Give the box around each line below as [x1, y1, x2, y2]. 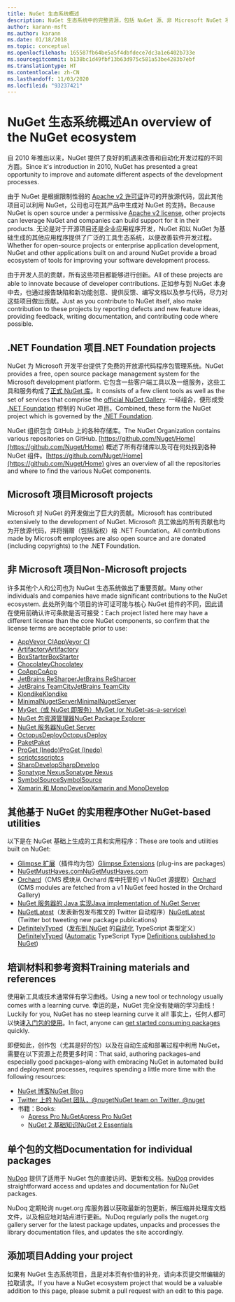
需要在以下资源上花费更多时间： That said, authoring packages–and [7, 1050, 201, 1058]
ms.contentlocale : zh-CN [7, 69, 80, 76]
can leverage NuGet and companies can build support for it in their [7, 217, 200, 225]
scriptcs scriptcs [17, 753, 64, 761]
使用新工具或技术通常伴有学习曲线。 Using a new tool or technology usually [7, 992, 224, 1001]
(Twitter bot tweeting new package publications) [17, 916, 157, 924]
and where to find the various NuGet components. [7, 467, 152, 475]
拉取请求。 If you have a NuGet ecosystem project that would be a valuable [7, 1278, 222, 1287]
